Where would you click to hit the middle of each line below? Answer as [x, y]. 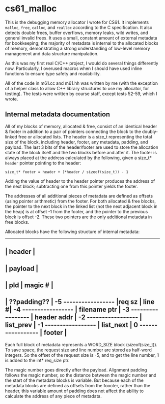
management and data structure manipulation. [52, 53]
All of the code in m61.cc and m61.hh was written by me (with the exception [82, 83]
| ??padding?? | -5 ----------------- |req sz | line [80, 302]
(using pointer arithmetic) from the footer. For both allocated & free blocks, [81, 201]
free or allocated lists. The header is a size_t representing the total [85, 136]
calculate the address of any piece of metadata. [54, 396]
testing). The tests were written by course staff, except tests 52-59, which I [81, 94]
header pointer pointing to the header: [43, 163]
